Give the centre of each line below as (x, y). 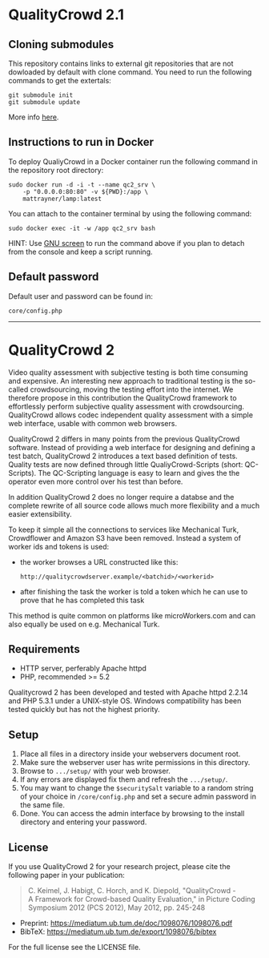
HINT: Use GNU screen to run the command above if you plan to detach (126, 243)
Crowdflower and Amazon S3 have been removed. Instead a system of (125, 537)
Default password (54, 277)
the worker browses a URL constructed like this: (99, 562)
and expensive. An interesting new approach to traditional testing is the (126, 380)
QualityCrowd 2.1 (66, 15)
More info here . (34, 117)
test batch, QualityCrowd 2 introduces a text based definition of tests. (123, 456)
